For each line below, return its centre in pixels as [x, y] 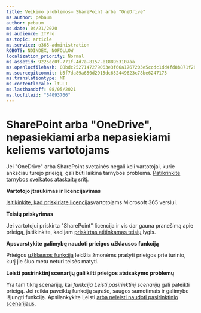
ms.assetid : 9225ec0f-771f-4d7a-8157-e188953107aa [71, 62]
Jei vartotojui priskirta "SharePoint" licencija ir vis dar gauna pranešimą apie [100, 225]
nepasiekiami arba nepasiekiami [88, 137]
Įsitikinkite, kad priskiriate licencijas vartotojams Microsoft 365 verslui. [92, 202]
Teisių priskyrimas [30, 214]
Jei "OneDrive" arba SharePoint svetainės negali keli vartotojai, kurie [91, 166]
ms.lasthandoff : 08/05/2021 [41, 90]
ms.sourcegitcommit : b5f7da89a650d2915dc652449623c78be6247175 [87, 73]
